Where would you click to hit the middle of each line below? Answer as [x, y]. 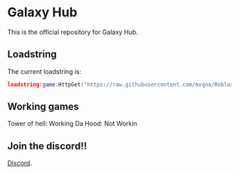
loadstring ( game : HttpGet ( [46, 85]
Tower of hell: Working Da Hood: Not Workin [72, 124]
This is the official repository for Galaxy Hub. [73, 32]
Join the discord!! [47, 146]
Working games [43, 107]
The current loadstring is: [44, 71]
